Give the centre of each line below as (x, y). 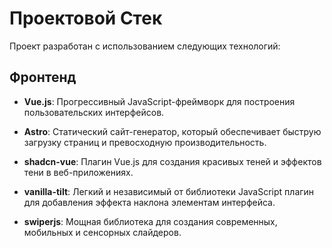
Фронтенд (43, 77)
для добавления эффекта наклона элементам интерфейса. (149, 202)
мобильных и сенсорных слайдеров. (102, 232)
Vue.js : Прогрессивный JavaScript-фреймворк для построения (159, 101)
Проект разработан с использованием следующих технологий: (145, 46)
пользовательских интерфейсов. (94, 112)
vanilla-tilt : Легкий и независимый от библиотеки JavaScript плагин (169, 191)
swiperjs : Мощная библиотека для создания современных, (150, 221)
